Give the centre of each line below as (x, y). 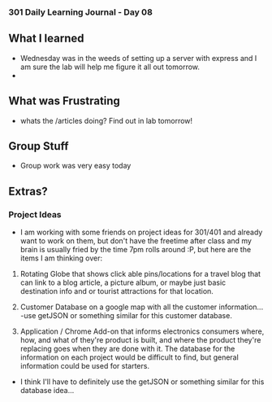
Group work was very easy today (76, 166)
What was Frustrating (64, 101)
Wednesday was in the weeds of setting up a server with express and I (138, 58)
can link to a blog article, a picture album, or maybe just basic (123, 282)
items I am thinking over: (61, 258)
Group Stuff (39, 146)
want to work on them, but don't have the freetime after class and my (136, 241)
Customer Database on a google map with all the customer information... (142, 307)
